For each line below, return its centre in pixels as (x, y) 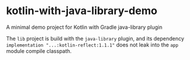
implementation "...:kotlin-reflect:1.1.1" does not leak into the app (92, 45)
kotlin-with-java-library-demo (82, 11)
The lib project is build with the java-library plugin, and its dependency (95, 38)
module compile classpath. (39, 51)
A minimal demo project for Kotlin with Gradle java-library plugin (84, 27)
